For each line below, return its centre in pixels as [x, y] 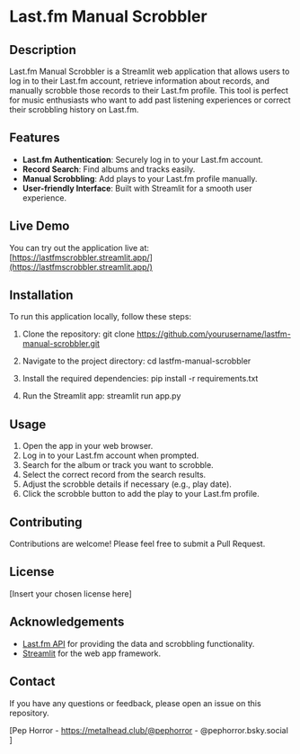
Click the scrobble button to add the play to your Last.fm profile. [141, 494]
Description [43, 50]
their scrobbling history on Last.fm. [74, 109]
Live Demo [40, 226]
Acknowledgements [67, 622]
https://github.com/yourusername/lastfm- [214, 334]
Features [35, 138]
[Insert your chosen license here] [71, 593]
